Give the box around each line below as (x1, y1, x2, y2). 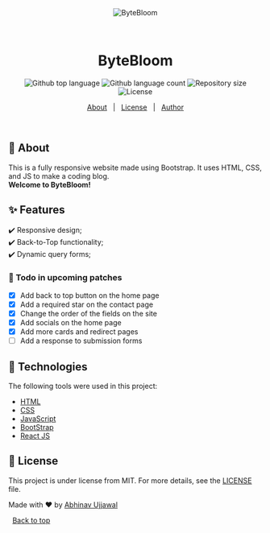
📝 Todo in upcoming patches (8, 272, 123, 283)
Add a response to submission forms (19, 336, 143, 345)
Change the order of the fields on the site (19, 308, 157, 318)
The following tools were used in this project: (8, 382, 158, 391)
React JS (19, 431, 51, 441)
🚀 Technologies (8, 360, 88, 374)
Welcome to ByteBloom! (8, 180, 91, 189)
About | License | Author (87, 102, 184, 112)
